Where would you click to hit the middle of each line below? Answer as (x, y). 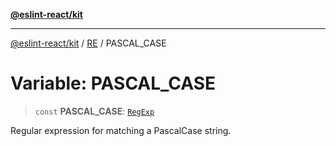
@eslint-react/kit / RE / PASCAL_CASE (88, 43)
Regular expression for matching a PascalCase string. (121, 130)
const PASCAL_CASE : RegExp (94, 111)
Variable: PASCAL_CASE (113, 83)
